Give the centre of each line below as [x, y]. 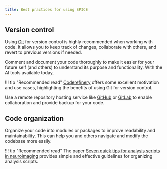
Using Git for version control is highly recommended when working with [79, 42]
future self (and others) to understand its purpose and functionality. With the [84, 67]
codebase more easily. [28, 141]
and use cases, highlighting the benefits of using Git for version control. [79, 88]
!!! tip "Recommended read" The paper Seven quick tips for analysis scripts [83, 151]
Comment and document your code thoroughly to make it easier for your [80, 62]
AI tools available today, [29, 73]
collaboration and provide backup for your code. [55, 103]
